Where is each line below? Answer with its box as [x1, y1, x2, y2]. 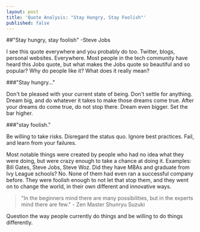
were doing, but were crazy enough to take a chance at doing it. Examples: [6, 157, 192, 165]
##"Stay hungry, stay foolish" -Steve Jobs [6, 37, 111, 44]
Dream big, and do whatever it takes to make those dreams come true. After [6, 97, 194, 104]
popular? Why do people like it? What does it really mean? [6, 67, 150, 75]
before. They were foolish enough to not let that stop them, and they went [6, 177, 189, 184]
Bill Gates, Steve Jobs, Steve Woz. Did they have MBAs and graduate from [6, 163, 190, 171]
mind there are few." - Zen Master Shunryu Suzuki [20, 201, 145, 208]
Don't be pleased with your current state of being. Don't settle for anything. [6, 91, 193, 98]
